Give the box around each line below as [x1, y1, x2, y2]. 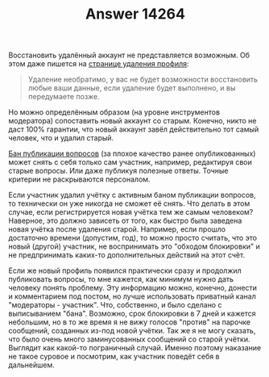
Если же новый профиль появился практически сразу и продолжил [8, 266, 242, 275]
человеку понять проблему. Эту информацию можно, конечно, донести [8, 283, 258, 293]
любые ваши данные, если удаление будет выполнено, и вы [27, 83, 236, 93]
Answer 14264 [85, 5, 185, 23]
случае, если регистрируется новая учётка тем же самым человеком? [8, 207, 254, 217]
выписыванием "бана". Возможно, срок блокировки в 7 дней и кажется [8, 308, 256, 319]
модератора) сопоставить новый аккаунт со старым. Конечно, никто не [8, 116, 257, 126]
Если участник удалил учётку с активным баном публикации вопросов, [8, 191, 256, 200]
